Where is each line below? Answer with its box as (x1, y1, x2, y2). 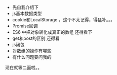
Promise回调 (12, 23, 38, 29)
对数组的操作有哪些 (12, 48, 52, 54)
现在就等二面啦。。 (5, 65, 42, 71)
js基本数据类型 (12, 10, 42, 16)
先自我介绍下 (12, 4, 39, 10)
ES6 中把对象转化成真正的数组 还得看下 (12, 29, 92, 35)
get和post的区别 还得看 (12, 35, 60, 41)
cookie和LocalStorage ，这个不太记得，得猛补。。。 (12, 17, 115, 22)
